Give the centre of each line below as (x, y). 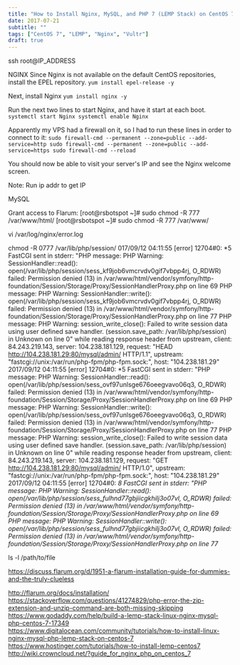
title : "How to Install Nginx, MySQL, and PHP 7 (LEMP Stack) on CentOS (118, 14)
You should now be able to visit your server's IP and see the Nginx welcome (119, 164)
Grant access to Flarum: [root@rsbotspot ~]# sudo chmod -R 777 (104, 213)
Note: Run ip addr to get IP (47, 186)
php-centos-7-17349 (39, 623)
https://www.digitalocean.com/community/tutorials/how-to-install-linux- (114, 631)
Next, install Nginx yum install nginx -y (68, 96)
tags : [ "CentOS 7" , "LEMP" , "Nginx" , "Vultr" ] (78, 34)
